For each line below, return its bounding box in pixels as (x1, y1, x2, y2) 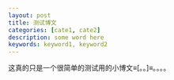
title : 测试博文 (8, 19, 57, 27)
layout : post (8, 11, 51, 20)
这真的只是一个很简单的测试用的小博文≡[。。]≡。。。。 (8, 64, 171, 73)
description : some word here (8, 33, 104, 42)
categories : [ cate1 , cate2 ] (8, 26, 101, 34)
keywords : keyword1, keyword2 (8, 41, 108, 49)
